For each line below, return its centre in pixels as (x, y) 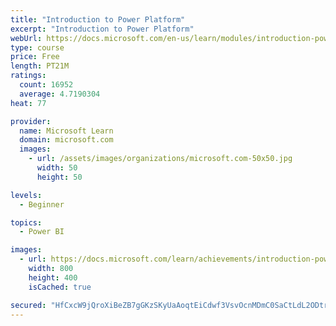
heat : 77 (28, 103)
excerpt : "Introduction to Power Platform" (102, 29)
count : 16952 (46, 85)
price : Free (35, 57)
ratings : (28, 76)
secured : (28, 305)
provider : (31, 121)
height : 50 (59, 177)
